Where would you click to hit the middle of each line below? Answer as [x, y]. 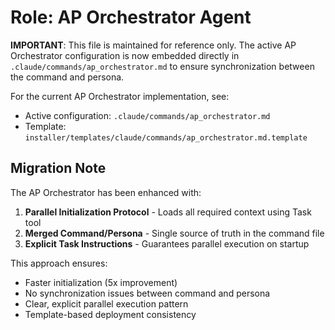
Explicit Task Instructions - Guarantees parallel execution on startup [167, 243]
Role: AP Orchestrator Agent [131, 17]
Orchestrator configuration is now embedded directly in [125, 55]
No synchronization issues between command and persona [147, 293]
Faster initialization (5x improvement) [101, 282]
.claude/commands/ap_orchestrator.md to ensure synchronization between [162, 66]
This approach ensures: [59, 263]
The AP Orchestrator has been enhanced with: [106, 192]
